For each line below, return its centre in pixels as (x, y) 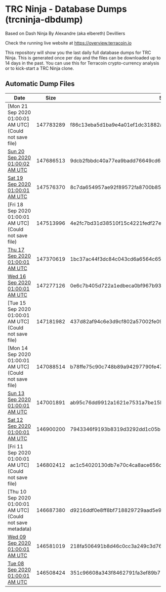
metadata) (20, 529)
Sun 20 (16, 151)
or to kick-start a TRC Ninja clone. (40, 68)
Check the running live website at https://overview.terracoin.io (68, 43)
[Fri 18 (16, 204)
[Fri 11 (16, 446)
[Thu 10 (17, 492)
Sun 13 (16, 393)
